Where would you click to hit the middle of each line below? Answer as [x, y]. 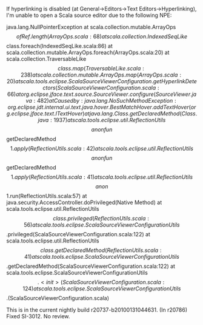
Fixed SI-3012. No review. [38, 316]
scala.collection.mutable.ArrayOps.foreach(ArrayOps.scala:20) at [88, 52]
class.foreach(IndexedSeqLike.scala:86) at [60, 46]
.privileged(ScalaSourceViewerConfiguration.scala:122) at [78, 234]
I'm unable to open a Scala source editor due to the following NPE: [89, 15]
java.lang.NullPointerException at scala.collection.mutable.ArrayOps [91, 27]
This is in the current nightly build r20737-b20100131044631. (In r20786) [97, 310]
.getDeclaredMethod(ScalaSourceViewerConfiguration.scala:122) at [91, 266]
